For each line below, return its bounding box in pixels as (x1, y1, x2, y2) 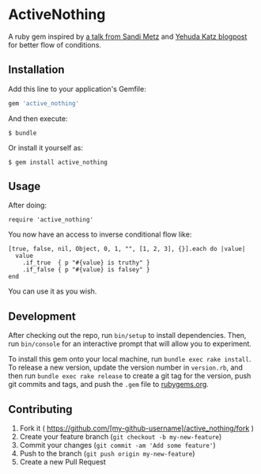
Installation (8, 63, 65, 77)
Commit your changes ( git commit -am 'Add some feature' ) (19, 441, 216, 450)
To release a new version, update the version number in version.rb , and (8, 362, 244, 373)
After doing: (8, 200, 47, 210)
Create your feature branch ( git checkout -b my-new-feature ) (19, 432, 222, 442)
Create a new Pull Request (19, 457, 107, 467)
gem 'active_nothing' (8, 99, 80, 108)
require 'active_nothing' (8, 216, 93, 224)
